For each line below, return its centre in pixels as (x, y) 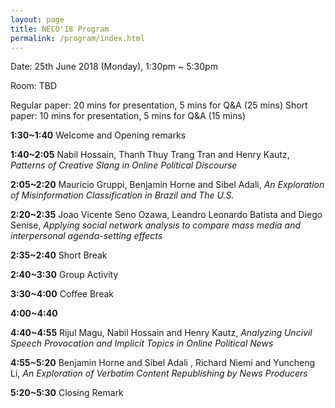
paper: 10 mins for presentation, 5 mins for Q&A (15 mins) (128, 116)
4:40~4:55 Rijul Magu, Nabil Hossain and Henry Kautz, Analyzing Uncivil (161, 333)
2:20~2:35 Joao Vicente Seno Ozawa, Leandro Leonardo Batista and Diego (166, 215)
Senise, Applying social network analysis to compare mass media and (156, 225)
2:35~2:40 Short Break (59, 255)
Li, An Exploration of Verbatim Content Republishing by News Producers (159, 373)
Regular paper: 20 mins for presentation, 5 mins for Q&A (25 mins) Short (159, 105)
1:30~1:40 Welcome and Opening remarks (98, 135)
